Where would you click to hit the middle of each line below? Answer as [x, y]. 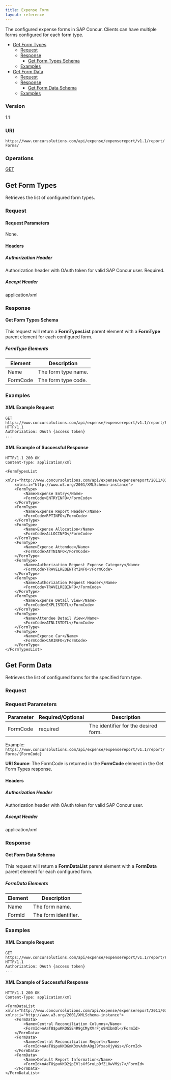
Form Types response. [29, 769]
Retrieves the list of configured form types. [50, 198]
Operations [20, 158]
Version [15, 106]
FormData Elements [27, 883]
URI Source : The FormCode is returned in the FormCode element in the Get [84, 764]
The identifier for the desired [123, 726]
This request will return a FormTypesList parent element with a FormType [83, 331]
